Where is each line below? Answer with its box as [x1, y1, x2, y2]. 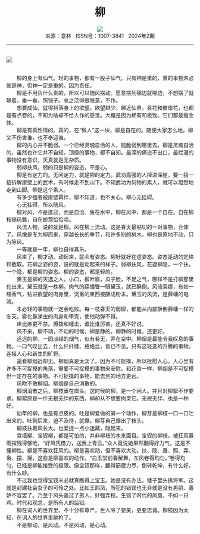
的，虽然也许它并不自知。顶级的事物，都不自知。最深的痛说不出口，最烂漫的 [6, 148, 194, 156]
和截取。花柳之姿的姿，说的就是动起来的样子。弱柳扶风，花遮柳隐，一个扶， [6, 260, 194, 268]
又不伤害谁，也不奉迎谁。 [6, 133, 69, 141]
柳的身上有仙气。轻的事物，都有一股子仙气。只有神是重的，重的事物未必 [16, 74, 194, 81]
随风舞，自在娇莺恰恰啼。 [11, 216, 74, 223]
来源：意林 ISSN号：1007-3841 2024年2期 [45, 32, 155, 39]
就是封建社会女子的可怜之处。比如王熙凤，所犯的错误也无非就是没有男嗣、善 [6, 484, 194, 491]
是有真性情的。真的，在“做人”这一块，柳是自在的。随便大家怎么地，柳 [21, 126, 193, 133]
